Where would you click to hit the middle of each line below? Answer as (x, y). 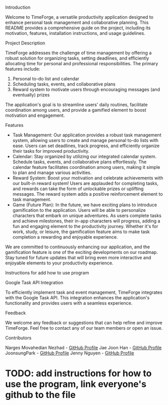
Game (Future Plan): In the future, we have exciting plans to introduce (85, 205)
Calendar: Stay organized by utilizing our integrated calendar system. (85, 156)
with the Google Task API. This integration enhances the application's (77, 298)
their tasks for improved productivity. (51, 151)
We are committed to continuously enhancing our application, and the (78, 247)
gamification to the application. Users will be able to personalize (79, 210)
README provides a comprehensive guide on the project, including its (78, 28)
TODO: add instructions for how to (78, 373)
